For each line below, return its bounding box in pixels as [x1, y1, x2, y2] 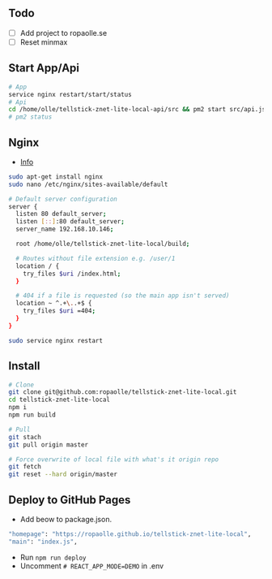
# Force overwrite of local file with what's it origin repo [8, 455, 219, 464]
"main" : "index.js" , [8, 538, 79, 546]
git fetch [8, 463, 42, 471]
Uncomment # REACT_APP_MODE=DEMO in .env [19, 560, 164, 571]
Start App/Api [8, 61, 79, 76]
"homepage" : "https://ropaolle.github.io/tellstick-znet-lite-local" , [8, 529, 252, 538]
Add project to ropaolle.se [19, 28, 108, 37]
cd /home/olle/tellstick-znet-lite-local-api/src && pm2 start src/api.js [8, 106, 266, 114]
